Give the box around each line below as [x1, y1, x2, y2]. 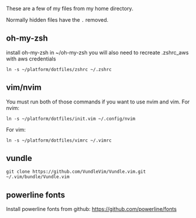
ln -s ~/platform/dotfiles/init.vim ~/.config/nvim [6, 116, 135, 122]
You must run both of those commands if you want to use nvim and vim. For [6, 98, 190, 105]
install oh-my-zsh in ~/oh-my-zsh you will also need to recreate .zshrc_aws [6, 49, 189, 56]
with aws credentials [6, 55, 57, 62]
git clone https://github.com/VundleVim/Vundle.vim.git [6, 169, 146, 175]
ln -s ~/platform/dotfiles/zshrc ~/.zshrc [6, 66, 112, 72]
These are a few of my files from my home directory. [6, 5, 134, 12]
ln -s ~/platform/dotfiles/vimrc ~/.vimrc [6, 137, 112, 143]
